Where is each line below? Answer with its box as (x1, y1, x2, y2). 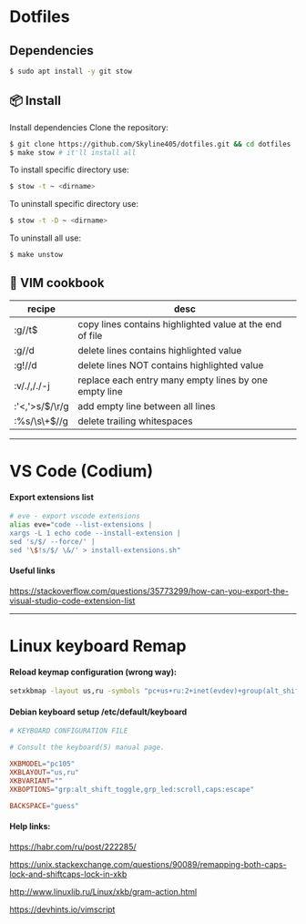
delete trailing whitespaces (77, 415, 193, 427)
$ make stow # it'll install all (9, 148, 137, 157)
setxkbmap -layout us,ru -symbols (9, 686, 141, 696)
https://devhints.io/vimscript (9, 904, 116, 915)
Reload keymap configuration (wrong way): (9, 666, 178, 677)
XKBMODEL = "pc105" (9, 759, 76, 769)
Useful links (9, 565, 56, 576)
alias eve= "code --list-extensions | (9, 520, 153, 529)
